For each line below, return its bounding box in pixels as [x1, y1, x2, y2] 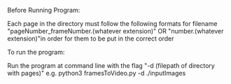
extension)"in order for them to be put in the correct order [7, 34, 174, 43]
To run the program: [7, 48, 65, 56]
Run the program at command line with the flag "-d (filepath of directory [7, 62, 215, 69]
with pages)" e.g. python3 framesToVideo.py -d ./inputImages [7, 69, 186, 77]
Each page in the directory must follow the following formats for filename [7, 20, 218, 27]
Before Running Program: [7, 6, 80, 14]
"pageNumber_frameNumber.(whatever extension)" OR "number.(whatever [7, 27, 224, 35]
